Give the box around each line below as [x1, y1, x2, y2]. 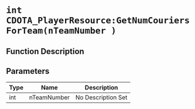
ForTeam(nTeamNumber [6, 25, 107, 36]
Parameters [6, 66, 50, 76]
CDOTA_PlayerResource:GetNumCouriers [6, 15, 190, 26]
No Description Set [75, 93, 128, 101]
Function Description [6, 46, 85, 56]
